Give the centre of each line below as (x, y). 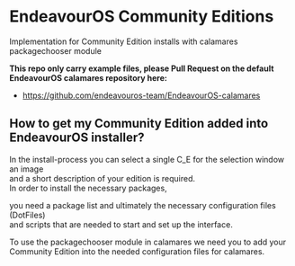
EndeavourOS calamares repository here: (89, 77)
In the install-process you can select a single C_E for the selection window (147, 159)
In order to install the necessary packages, (89, 188)
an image (27, 169)
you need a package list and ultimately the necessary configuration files (143, 205)
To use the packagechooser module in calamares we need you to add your (148, 242)
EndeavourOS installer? (77, 138)
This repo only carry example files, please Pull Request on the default (142, 68)
